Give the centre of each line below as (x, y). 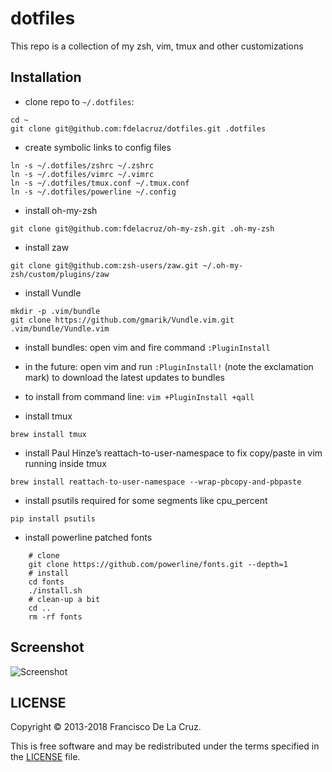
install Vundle (53, 293)
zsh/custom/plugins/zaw (60, 274)
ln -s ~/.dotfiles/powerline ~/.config (93, 192)
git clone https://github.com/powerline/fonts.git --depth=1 (158, 564)
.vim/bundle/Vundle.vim (60, 328)
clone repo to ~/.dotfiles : (79, 101)
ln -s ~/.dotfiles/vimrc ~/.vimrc (82, 174)
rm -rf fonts (55, 617)
